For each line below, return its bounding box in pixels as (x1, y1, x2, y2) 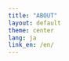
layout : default (8, 19, 61, 27)
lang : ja (8, 33, 37, 42)
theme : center (8, 26, 55, 34)
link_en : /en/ (8, 41, 55, 49)
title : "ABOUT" (8, 11, 58, 20)
